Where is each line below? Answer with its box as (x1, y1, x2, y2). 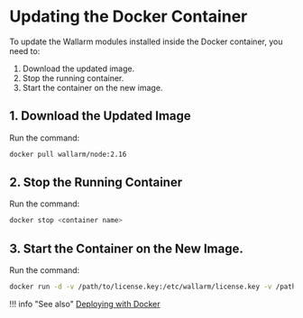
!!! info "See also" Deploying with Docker (9, 299, 161, 309)
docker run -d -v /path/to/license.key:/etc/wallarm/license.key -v (9, 282, 272, 292)
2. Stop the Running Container (9, 175, 183, 190)
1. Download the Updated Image (9, 108, 191, 123)
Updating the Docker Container (9, 6, 248, 27)
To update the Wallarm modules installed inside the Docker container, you (9, 36, 283, 47)
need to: (9, 45, 41, 56)
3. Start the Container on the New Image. (9, 241, 243, 256)
